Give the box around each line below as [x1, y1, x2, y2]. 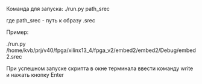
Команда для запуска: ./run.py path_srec [6, 5, 110, 12]
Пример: [6, 28, 29, 36]
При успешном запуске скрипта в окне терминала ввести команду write [6, 65, 194, 72]
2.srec [6, 53, 22, 60]
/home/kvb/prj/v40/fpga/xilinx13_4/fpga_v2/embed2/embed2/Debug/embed [6, 47, 196, 54]
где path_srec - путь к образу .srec [6, 17, 95, 24]
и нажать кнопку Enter [6, 71, 65, 78]
